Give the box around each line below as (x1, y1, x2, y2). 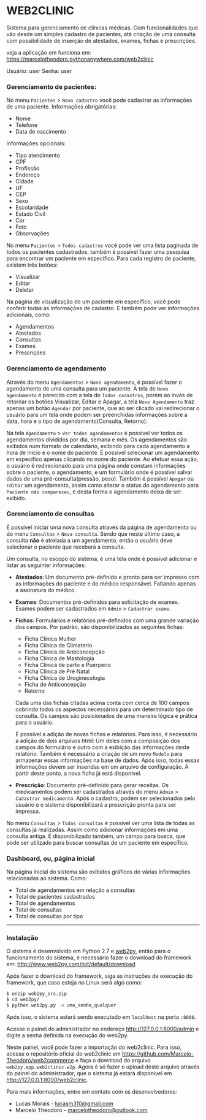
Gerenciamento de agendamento (6, 364, 107, 373)
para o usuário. (15, 718, 54, 726)
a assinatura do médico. (15, 586, 77, 593)
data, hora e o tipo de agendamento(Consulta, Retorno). (6, 417, 148, 425)
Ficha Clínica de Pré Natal (24, 668, 90, 675)
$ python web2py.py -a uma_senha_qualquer (6, 1002, 116, 1008)
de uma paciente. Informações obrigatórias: (6, 103, 117, 110)
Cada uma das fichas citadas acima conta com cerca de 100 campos (15, 699, 189, 706)
